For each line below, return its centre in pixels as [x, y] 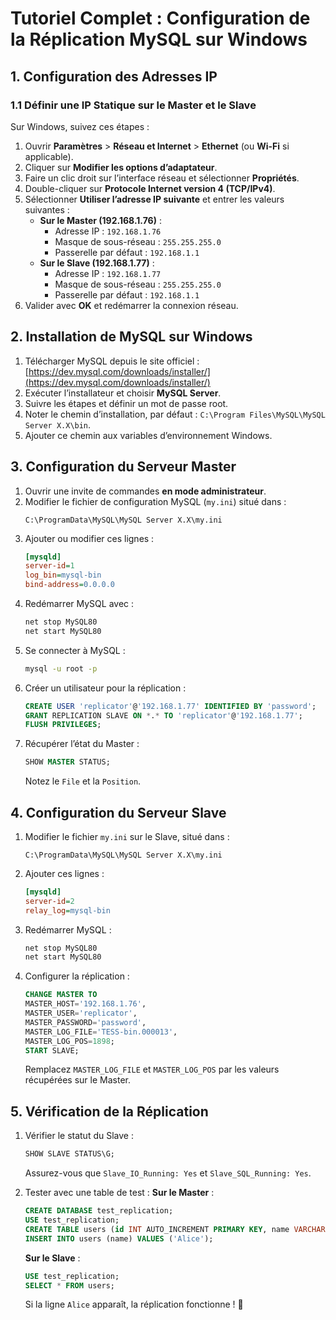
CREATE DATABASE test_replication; [99, 1211]
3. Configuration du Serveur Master [123, 467]
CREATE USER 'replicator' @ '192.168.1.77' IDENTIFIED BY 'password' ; [170, 706]
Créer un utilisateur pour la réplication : [105, 688]
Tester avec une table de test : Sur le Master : [119, 1193]
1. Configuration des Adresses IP [114, 76]
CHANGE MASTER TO [61, 995]
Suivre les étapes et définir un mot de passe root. [126, 403]
